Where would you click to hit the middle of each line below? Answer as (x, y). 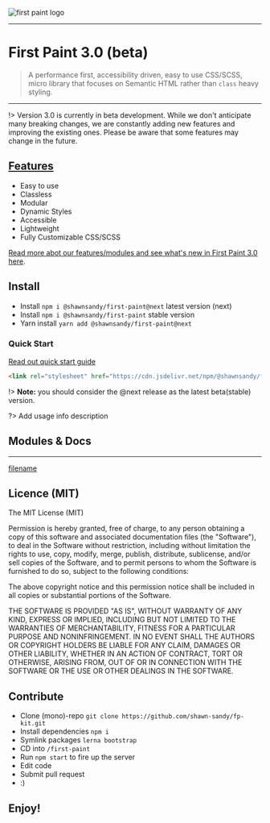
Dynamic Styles (46, 211)
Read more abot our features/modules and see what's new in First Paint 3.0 (133, 252)
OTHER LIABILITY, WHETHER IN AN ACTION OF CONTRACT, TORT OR (125, 654)
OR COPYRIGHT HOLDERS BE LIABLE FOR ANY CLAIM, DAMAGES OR (125, 646)
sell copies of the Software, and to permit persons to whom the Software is (133, 563)
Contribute (36, 696)
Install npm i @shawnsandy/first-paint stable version (107, 314)
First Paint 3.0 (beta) (78, 53)
